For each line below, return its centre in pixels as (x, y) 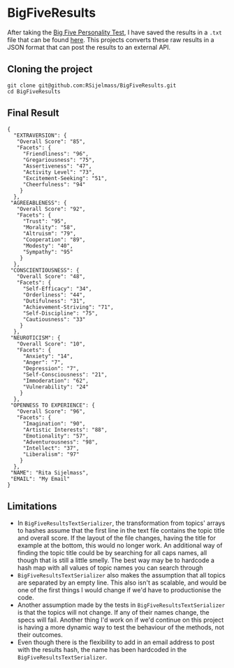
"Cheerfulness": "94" (54, 184)
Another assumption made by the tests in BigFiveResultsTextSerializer (121, 605)
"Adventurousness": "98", (60, 442)
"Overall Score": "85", (51, 142)
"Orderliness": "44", (54, 295)
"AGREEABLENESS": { (39, 203)
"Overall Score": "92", (51, 209)
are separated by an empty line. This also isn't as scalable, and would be (122, 582)
